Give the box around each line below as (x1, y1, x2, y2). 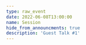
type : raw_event (6, 8, 46, 15)
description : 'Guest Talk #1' (6, 30, 81, 36)
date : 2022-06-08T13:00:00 (6, 14, 72, 20)
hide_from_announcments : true (6, 25, 81, 31)
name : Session (6, 19, 41, 25)
